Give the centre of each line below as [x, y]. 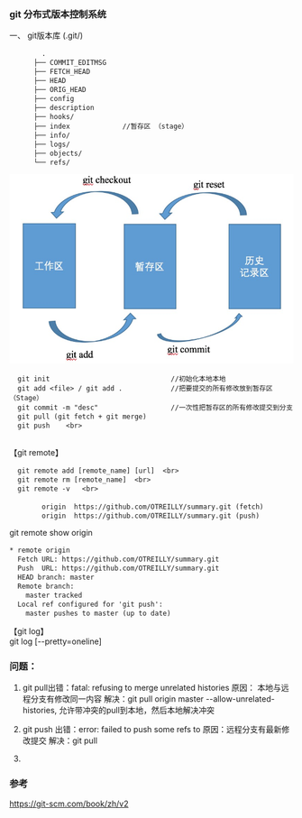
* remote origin [40, 550]
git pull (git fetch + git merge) [82, 417]
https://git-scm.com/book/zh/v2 [69, 804]
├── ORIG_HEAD [60, 90]
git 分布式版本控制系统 [58, 14]
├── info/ [51, 136]
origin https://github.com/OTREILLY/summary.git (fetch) [153, 507]
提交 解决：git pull [64, 740]
